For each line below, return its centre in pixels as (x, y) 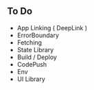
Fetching (30, 42)
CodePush (32, 64)
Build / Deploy (37, 57)
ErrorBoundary (38, 35)
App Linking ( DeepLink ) (52, 27)
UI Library (31, 79)
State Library (35, 49)
